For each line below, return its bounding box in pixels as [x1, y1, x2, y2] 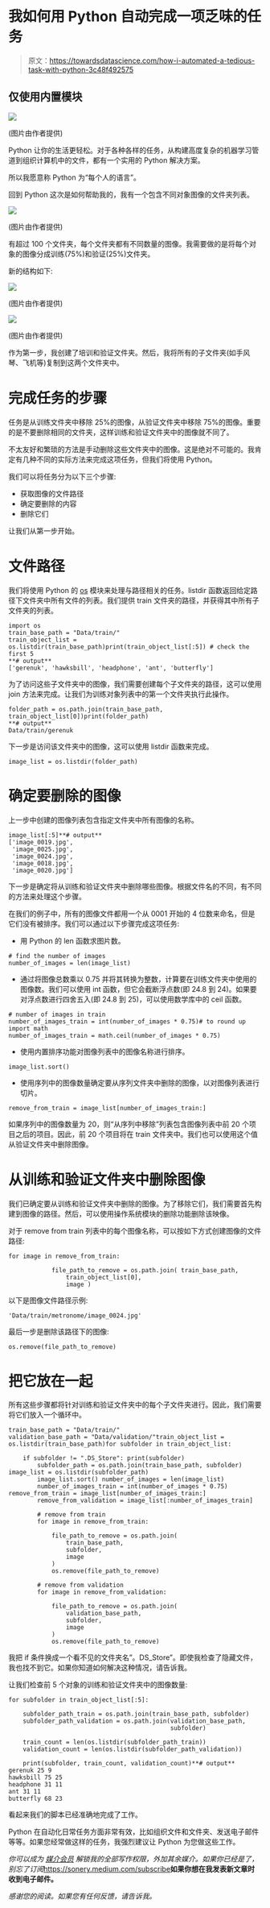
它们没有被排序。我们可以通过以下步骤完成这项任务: [8, 919, 180, 928]
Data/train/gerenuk [8, 726, 74, 734]
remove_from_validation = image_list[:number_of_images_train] [37, 1496, 253, 1505]
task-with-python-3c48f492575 [27, 64, 134, 74]
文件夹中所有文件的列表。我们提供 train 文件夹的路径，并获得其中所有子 [22, 595, 260, 605]
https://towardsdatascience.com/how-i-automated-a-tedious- [49, 56, 256, 65]
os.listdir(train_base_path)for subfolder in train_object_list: [8, 1440, 231, 1449]
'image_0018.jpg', [11, 859, 74, 867]
